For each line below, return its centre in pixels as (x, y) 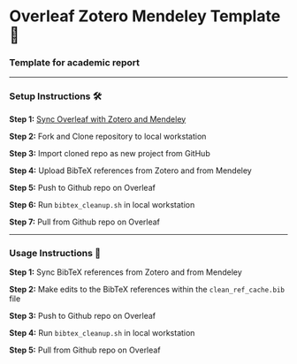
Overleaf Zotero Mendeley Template (145, 16)
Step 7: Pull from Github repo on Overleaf (85, 222)
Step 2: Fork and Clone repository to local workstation (108, 136)
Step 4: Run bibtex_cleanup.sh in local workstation (102, 333)
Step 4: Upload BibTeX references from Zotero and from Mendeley (130, 171)
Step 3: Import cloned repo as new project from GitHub (110, 153)
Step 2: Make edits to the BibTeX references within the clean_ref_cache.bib (147, 290)
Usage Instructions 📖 (55, 253)
